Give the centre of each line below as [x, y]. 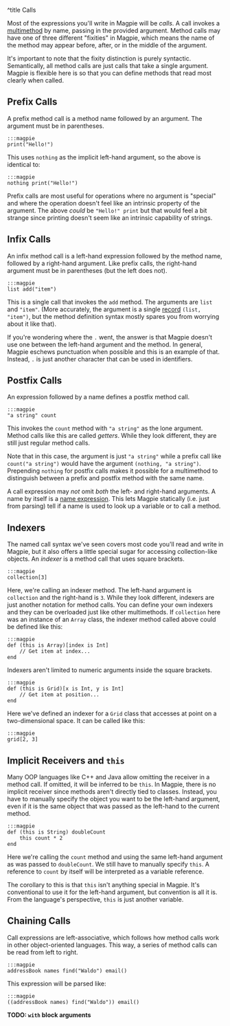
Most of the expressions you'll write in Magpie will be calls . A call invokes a [114, 23]
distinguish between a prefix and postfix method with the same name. [106, 478]
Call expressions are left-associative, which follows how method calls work [113, 937]
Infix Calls [29, 239]
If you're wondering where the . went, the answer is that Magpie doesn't [110, 337]
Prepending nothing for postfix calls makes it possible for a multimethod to [113, 471]
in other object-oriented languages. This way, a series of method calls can [112, 945]
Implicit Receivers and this [66, 760]
